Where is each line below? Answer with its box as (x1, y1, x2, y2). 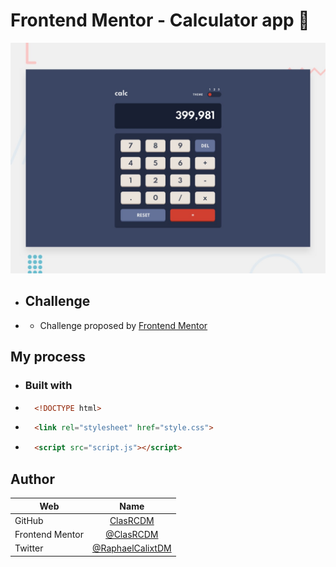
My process (10, 349, 86, 366)
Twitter (14, 542, 44, 554)
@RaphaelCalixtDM (91, 542, 172, 554)
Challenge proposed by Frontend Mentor (39, 319, 208, 331)
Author (10, 470, 55, 488)
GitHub (14, 514, 44, 526)
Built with (24, 379, 73, 393)
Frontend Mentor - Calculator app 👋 (10, 9, 310, 32)
